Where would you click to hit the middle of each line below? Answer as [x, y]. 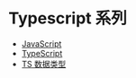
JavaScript [41, 43]
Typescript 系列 [68, 18]
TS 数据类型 [44, 64]
